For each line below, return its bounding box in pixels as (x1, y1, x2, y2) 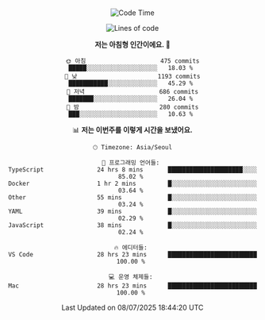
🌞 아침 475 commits (65, 57, 200, 65)
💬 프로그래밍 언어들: (102, 159, 160, 167)
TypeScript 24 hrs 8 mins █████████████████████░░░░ (8, 166, 257, 174)
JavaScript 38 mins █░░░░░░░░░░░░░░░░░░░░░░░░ (8, 222, 257, 229)
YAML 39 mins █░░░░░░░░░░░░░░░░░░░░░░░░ (8, 207, 257, 215)
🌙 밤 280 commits (66, 103, 199, 111)
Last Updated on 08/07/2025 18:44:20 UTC (61, 303, 204, 312)
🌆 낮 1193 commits (64, 72, 201, 80)
